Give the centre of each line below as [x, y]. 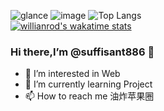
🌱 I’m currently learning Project [88, 84]
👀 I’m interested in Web [72, 74]
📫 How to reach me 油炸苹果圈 [89, 96]
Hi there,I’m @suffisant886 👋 [82, 52]
